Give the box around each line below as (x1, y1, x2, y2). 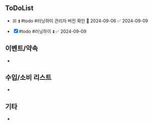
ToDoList (5, 4, 34, 12)
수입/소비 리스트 (5, 73, 52, 82)
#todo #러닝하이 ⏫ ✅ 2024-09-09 (18, 28, 87, 34)
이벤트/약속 (5, 44, 38, 53)
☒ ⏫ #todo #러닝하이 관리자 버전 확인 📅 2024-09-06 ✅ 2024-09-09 (12, 17, 149, 24)
